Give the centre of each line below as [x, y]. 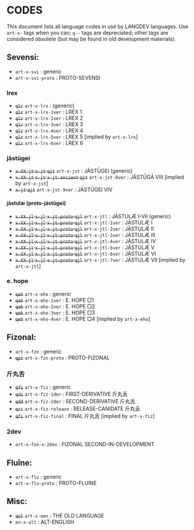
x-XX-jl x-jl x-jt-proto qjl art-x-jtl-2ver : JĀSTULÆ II [84, 229]
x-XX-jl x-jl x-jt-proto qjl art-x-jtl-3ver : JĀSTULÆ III [85, 235]
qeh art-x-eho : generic [43, 294]
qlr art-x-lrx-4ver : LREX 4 [49, 131]
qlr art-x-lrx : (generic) [45, 106]
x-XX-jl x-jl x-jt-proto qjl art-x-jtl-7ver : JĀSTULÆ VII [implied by [100, 260]
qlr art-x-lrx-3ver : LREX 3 [49, 124]
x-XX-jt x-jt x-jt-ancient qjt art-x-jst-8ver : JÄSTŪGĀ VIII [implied [100, 177]
